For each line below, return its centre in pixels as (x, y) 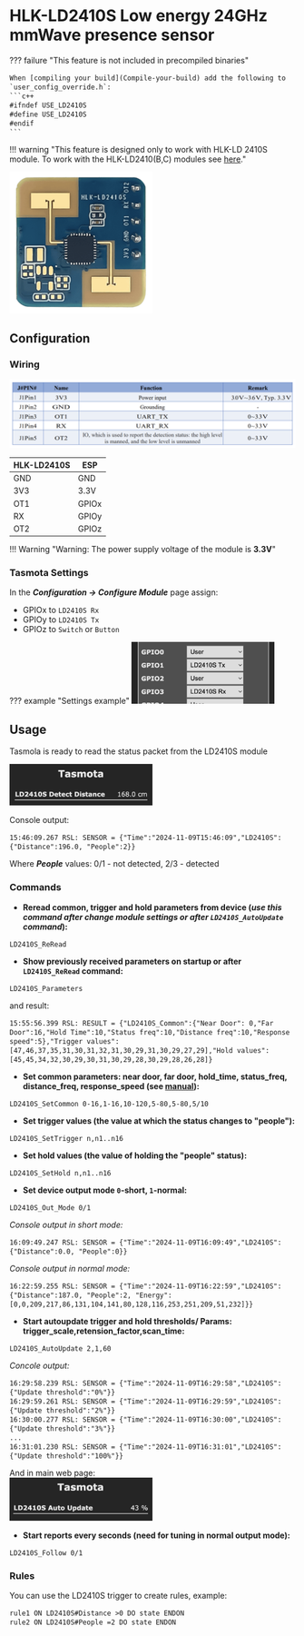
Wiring (25, 364)
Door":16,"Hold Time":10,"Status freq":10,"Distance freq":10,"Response (150, 1032)
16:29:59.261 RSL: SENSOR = (63, 1401)
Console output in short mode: (66, 1225)
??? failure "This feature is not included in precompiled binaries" (129, 60)
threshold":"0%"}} (81, 1392)
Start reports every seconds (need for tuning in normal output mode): (156, 1535)
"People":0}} (103, 1251)
